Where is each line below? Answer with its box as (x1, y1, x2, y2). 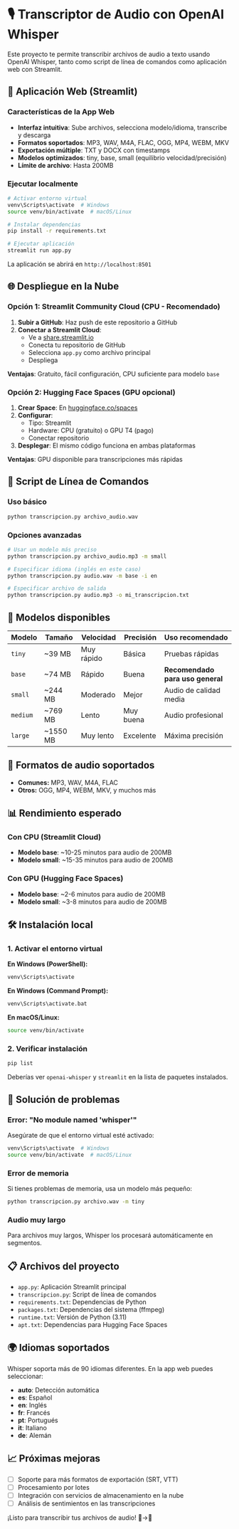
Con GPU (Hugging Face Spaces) (7, 874, 124, 884)
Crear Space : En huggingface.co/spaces (17, 403, 138, 412)
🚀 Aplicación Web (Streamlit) (7, 85, 138, 97)
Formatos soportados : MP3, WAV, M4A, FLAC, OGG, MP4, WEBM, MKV (17, 138, 230, 147)
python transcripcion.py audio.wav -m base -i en (7, 572, 158, 579)
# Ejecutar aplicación (7, 240, 75, 248)
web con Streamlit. (7, 65, 63, 73)
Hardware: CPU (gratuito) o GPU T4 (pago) (28, 426, 154, 435)
